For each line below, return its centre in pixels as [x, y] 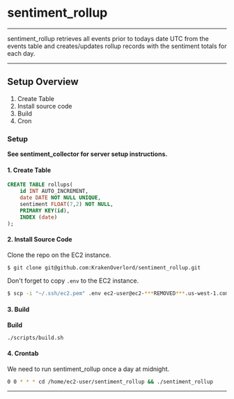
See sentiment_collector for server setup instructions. [87, 154]
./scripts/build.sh [36, 338]
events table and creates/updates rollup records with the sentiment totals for [117, 46]
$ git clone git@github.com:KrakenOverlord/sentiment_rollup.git [104, 267]
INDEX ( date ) [39, 217]
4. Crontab [23, 353]
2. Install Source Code [40, 239]
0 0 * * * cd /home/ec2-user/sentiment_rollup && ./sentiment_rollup [110, 382]
